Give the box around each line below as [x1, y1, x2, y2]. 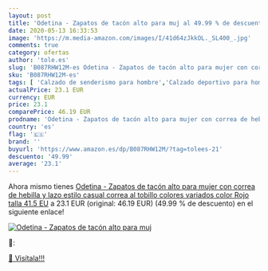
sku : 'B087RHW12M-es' [8, 71, 81, 79]
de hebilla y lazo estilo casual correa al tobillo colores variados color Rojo [8, 190, 250, 200]
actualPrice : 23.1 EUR [8, 85, 84, 94]
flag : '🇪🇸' [8, 130, 48, 138]
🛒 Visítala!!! [8, 253, 45, 263]
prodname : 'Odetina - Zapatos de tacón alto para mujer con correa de [8, 116, 248, 124]
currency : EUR [8, 93, 56, 101]
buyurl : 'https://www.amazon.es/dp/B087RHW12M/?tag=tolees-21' [8, 145, 223, 153]
